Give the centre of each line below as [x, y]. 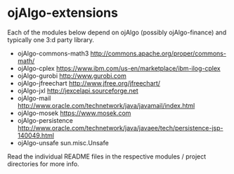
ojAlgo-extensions [63, 13]
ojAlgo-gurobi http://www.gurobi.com [72, 76]
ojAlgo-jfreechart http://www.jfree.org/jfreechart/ [89, 83]
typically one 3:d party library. [51, 39]
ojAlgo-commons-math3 [53, 53]
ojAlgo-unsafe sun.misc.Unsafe [63, 142]
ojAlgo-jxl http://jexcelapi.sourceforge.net [78, 91]
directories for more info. [43, 163]
